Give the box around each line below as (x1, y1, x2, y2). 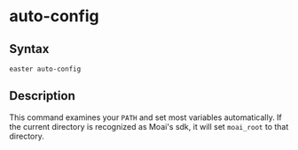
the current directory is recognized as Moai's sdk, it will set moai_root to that (9, 121, 289, 131)
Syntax (9, 41, 50, 56)
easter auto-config (9, 64, 82, 73)
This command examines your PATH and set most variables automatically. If (9, 112, 282, 123)
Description (9, 88, 75, 103)
